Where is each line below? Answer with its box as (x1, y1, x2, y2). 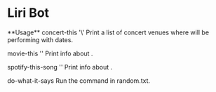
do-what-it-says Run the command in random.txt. (7, 76, 151, 85)
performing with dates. (7, 35, 74, 44)
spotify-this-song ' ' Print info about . (7, 63, 113, 71)
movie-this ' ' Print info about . (7, 49, 93, 58)
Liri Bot (7, 5, 50, 21)
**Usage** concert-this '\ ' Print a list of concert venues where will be (7, 28, 209, 37)
